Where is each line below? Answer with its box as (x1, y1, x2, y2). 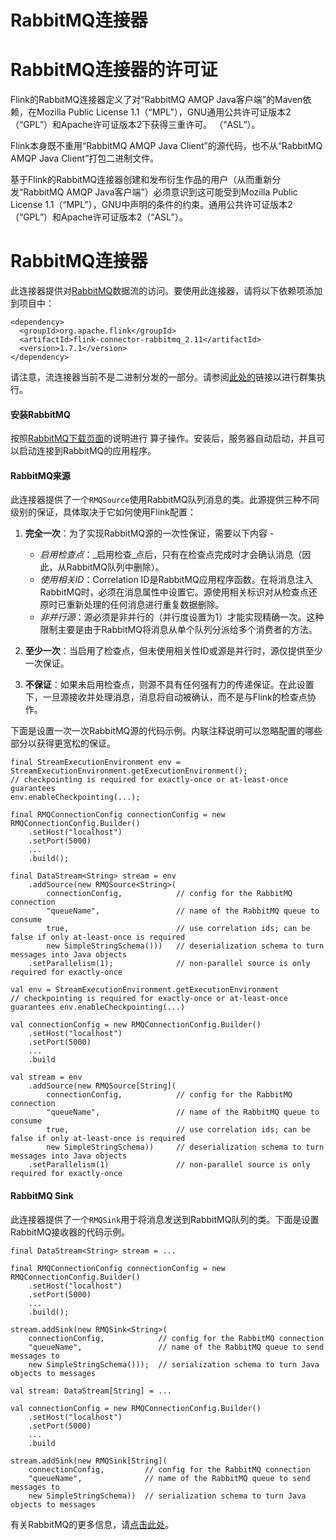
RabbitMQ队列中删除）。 (66, 561, 165, 573)
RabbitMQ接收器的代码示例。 (10, 1226, 131, 1238)
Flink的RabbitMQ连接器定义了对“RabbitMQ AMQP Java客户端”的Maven (10, 94, 303, 106)
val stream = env (10, 1072, 83, 1083)
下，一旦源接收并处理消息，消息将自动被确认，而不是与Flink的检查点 (24, 691, 308, 703)
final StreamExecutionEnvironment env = (10, 757, 182, 768)
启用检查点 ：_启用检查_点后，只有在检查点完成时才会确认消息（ (39, 549, 303, 561)
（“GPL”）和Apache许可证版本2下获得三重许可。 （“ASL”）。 (10, 119, 261, 131)
